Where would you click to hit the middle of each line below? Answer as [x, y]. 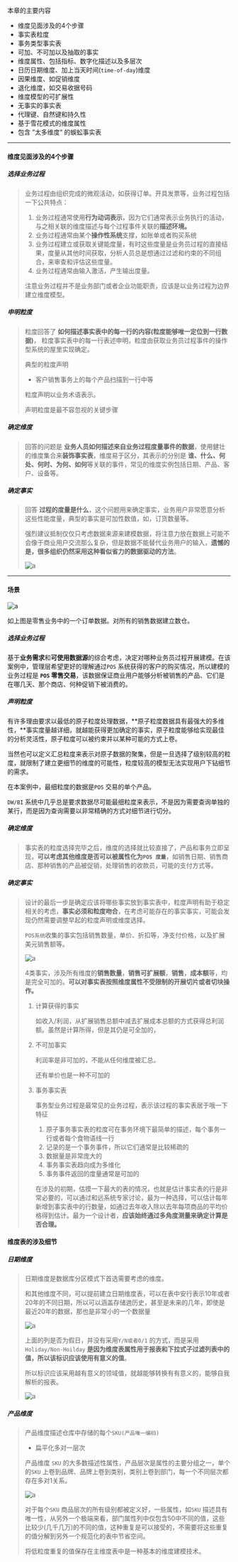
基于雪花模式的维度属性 [52, 123]
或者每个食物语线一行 [83, 1138]
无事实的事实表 [39, 106]
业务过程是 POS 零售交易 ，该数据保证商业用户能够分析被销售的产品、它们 [113, 675]
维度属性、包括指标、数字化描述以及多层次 [80, 61]
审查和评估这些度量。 [85, 262]
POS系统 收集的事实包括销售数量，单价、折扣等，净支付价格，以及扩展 [125, 935]
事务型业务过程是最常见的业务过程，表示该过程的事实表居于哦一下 [131, 1105]
